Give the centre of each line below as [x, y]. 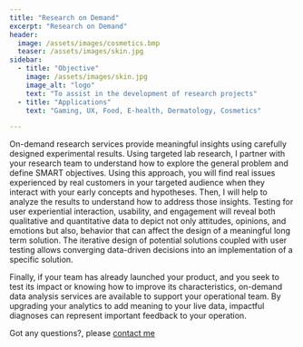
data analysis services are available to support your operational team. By [145, 296]
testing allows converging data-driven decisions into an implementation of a [151, 250]
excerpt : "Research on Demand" [68, 26]
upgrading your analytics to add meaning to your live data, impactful [137, 306]
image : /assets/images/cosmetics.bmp [89, 43]
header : [24, 34]
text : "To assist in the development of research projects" [142, 93]
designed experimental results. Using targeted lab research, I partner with [147, 154]
